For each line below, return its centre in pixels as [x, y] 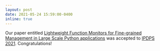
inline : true [19, 19]
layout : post [19, 10]
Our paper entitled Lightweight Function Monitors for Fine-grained [73, 33]
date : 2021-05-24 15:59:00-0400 [39, 14]
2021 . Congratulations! [29, 44]
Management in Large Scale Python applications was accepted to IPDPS [80, 38]
